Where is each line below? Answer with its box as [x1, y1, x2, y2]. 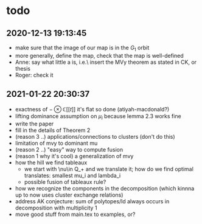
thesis [15, 65, 30, 72]
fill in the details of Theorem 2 [15, 127, 91, 134]
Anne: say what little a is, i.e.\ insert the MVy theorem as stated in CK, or [15, 58, 197, 66]
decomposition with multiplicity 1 [15, 205, 97, 212]
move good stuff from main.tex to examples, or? [15, 211, 136, 218]
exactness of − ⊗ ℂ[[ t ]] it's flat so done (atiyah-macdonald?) [15, 105, 170, 113]
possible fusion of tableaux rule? [24, 178, 106, 186]
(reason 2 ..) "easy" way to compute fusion [15, 146, 124, 153]
